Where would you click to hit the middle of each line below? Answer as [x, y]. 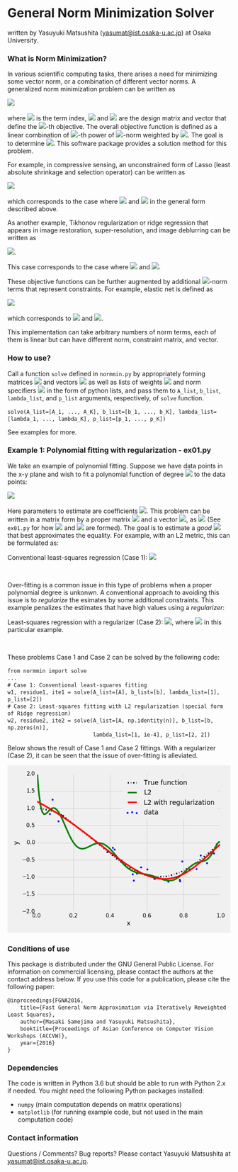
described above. [33, 209]
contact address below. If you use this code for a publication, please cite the [119, 979]
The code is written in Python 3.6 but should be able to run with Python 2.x [117, 1083]
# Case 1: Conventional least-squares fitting [77, 685]
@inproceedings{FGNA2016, [45, 1001]
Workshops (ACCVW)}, [38, 1036]
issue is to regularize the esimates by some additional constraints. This [111, 599]
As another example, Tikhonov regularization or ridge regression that [108, 223]
